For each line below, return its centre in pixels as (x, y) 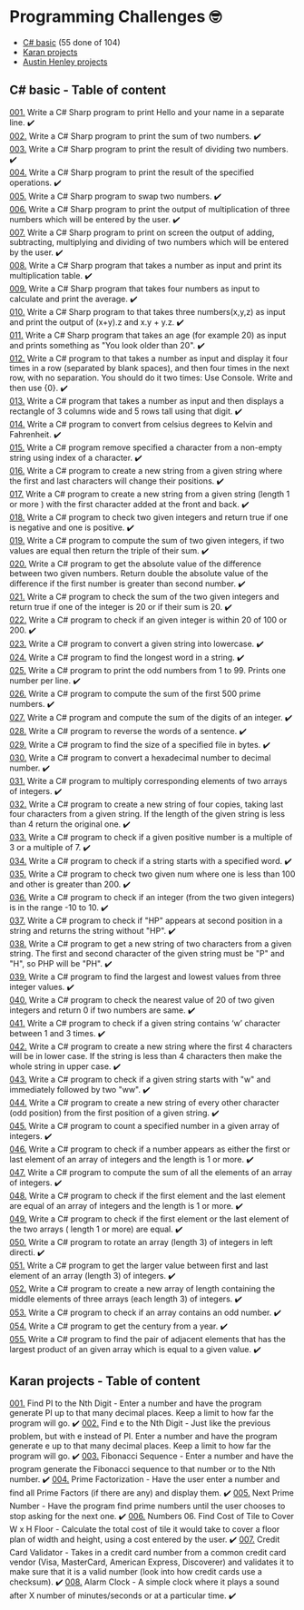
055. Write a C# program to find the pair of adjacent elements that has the (147, 1339)
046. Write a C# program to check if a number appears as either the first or (150, 1149)
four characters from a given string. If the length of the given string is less (147, 813)
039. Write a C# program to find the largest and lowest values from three (145, 977)
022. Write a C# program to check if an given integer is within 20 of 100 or (148, 620)
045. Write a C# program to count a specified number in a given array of (144, 1125)
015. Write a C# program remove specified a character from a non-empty (146, 447)
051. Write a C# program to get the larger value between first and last (139, 1265)
